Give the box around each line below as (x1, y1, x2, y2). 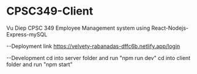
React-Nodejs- (151, 24, 188, 32)
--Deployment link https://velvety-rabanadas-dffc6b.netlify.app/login (6, 42, 180, 50)
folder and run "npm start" (6, 61, 73, 68)
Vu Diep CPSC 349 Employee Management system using (6, 24, 151, 32)
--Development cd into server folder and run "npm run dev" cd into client (6, 54, 191, 61)
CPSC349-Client (6, 4, 94, 18)
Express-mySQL (6, 30, 48, 38)
